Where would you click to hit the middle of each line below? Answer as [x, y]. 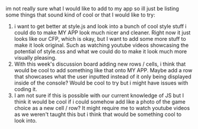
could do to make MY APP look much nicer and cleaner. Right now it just [102, 33]
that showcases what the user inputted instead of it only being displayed [103, 77]
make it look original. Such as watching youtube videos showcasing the [101, 45]
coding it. [25, 89]
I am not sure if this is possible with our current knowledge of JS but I [99, 95]
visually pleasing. [35, 58]
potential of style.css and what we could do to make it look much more [100, 51]
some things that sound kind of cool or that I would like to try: [80, 15]
